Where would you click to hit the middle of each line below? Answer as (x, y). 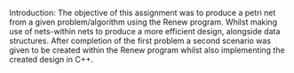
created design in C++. (52, 59)
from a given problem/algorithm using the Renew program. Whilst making (143, 22)
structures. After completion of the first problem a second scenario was (140, 40)
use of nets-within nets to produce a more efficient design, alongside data (145, 31)
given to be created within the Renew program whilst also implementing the (147, 50)
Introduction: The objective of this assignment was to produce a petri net (143, 13)
